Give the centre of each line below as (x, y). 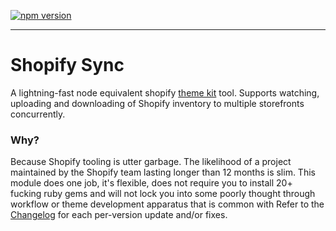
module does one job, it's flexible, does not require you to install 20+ (151, 183)
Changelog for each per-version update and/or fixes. (119, 215)
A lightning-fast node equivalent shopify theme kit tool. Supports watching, (165, 92)
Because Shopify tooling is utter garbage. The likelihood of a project (151, 162)
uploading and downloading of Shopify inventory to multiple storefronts (157, 103)
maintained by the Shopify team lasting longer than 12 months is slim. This (163, 172)
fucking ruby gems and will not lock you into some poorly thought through (163, 194)
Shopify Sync (67, 65)
